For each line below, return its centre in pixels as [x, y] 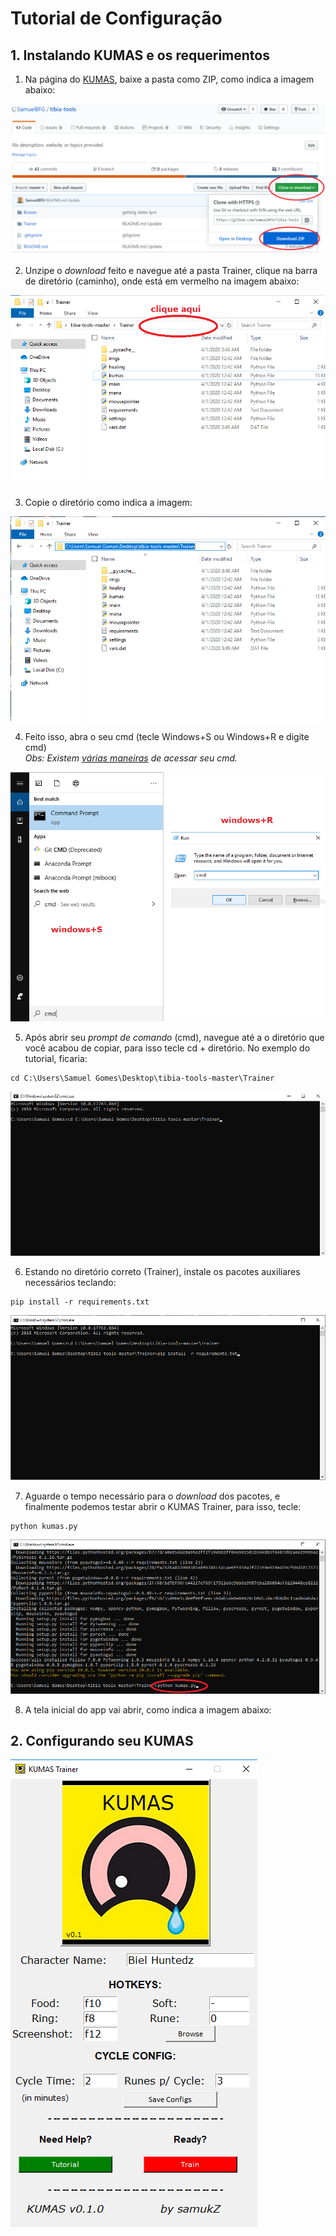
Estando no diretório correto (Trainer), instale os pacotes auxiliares [162, 1271]
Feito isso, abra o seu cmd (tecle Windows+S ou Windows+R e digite [167, 737]
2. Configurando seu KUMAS [102, 1741]
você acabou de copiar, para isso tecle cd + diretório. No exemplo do [167, 1048]
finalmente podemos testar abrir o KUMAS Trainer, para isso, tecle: [163, 1506]
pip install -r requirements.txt [80, 1302]
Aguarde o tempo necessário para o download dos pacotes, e [152, 1496]
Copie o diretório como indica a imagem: [108, 502]
